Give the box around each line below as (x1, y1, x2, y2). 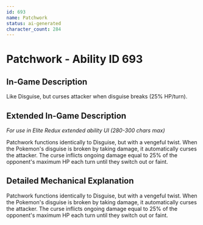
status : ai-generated (6, 20, 62, 26)
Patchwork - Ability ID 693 (6, 53, 143, 66)
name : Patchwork (6, 15, 48, 21)
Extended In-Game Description (6, 111, 127, 121)
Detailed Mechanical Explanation (6, 175, 134, 186)
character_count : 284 (6, 26, 62, 32)
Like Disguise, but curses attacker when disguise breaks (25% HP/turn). (6, 93, 188, 100)
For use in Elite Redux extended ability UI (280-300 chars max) (6, 127, 166, 135)
